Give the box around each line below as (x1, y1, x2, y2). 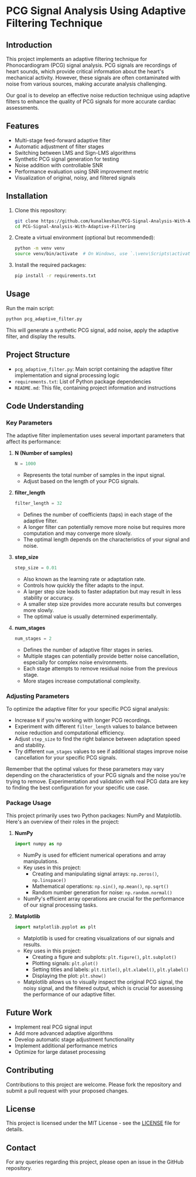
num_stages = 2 (14, 635, 52, 642)
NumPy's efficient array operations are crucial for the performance (23, 896, 184, 903)
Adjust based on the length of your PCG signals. (23, 478, 139, 485)
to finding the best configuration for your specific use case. (6, 784, 150, 791)
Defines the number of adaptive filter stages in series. (23, 646, 153, 653)
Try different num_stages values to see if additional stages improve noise (14, 748, 188, 755)
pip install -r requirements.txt (14, 273, 97, 279)
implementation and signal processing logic (14, 371, 120, 379)
